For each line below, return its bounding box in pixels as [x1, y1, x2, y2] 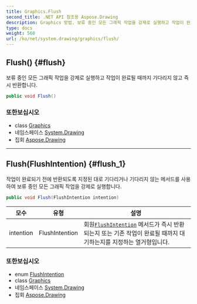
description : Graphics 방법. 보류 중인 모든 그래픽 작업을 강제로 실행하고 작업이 [6, 19, 184, 25]
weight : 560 [6, 31, 35, 36]
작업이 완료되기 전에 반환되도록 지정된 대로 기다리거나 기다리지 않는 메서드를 [6, 175, 180, 182]
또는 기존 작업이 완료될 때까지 [101, 229, 178, 237]
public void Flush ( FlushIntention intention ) [6, 195, 119, 201]
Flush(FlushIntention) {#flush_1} [6, 159, 126, 169]
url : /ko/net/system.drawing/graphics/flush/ [6, 36, 119, 42]
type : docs [6, 25, 33, 31]
